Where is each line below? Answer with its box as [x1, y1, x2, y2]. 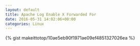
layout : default [5, 7, 40, 12]
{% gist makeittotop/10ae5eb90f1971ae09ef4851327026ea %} [5, 35, 135, 41]
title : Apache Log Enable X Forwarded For [5, 12, 96, 17]
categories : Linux [5, 21, 44, 26]
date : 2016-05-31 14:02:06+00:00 [5, 16, 76, 21]
